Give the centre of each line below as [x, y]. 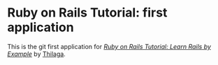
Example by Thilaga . [37, 54]
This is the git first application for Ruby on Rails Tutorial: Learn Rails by [109, 46]
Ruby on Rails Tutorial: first [87, 13]
